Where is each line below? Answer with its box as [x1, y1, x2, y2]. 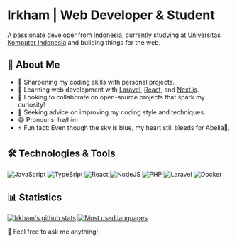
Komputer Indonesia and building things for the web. [7, 38, 161, 46]
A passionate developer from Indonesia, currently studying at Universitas [7, 31, 221, 39]
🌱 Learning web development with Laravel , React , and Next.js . [17, 85, 200, 94]
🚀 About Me [7, 59, 60, 71]
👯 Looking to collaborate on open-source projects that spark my [17, 92, 206, 101]
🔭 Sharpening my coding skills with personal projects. [17, 77, 175, 86]
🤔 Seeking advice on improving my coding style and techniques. [17, 107, 206, 117]
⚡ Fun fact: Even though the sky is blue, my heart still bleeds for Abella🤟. [17, 123, 231, 131]
